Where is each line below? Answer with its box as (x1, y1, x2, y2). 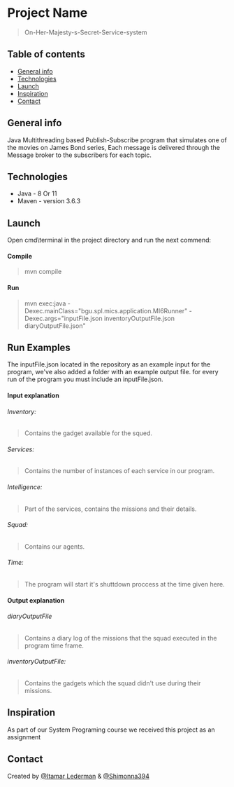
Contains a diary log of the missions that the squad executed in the (24, 634, 217, 642)
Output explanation (7, 596, 65, 604)
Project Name (7, 5, 88, 21)
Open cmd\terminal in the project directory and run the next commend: (7, 236, 212, 245)
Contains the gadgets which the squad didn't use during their (24, 679, 201, 687)
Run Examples (7, 341, 71, 353)
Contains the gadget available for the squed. (24, 429, 152, 437)
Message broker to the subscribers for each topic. (7, 151, 152, 159)
